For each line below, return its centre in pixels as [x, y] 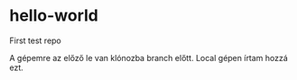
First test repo [35, 40]
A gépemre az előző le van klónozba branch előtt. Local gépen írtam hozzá [149, 58]
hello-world [54, 16]
